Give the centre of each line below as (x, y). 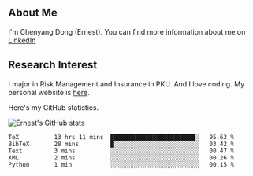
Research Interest (53, 65)
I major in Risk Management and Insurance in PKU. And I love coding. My (126, 84)
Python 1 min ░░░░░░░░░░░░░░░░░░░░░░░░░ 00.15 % (121, 164)
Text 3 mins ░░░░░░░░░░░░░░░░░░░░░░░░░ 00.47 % (121, 151)
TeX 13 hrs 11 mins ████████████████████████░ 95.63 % (121, 137)
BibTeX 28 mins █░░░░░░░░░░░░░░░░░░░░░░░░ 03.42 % (121, 144)
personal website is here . (49, 92)
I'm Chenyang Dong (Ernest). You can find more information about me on (127, 31)
